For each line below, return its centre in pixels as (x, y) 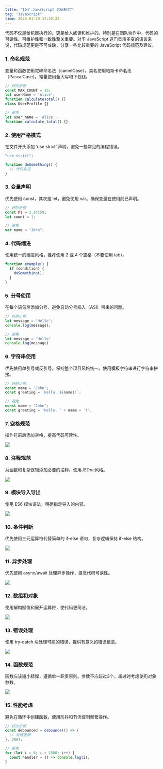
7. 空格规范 (17, 424)
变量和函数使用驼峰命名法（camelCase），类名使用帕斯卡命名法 (68, 71)
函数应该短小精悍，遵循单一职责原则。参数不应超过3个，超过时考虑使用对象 (81, 676)
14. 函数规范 (19, 664)
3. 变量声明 (18, 187)
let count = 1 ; (20, 217)
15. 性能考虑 (19, 705)
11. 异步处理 (19, 561)
